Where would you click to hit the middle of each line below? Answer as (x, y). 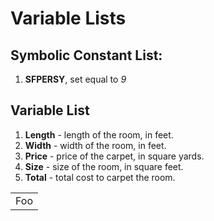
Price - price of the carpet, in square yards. (114, 156)
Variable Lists (68, 18)
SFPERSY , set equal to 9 (75, 79)
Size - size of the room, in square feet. (104, 166)
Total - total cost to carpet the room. (100, 177)
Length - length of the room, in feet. (99, 134)
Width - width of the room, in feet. (95, 145)
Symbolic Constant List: (86, 55)
